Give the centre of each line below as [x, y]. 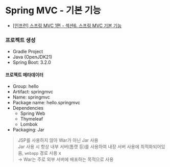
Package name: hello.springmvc [46, 103]
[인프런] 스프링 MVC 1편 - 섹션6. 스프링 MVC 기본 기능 [67, 26]
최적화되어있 [153, 147]
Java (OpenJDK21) [32, 57]
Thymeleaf [32, 119]
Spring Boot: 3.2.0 [32, 62]
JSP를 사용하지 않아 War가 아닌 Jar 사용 [58, 140]
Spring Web [33, 113]
